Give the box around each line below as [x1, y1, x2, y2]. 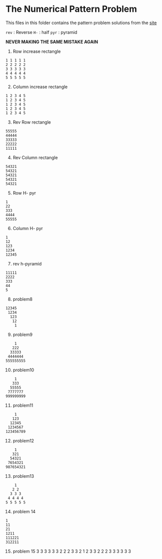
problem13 [12, 473, 34, 479]
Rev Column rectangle [12, 154, 58, 161]
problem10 [12, 367, 34, 373]
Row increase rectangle [12, 48, 61, 54]
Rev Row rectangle [12, 119, 51, 125]
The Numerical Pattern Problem [5, 3, 137, 15]
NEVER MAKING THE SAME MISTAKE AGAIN [5, 38, 98, 45]
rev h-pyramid [12, 261, 42, 266]
